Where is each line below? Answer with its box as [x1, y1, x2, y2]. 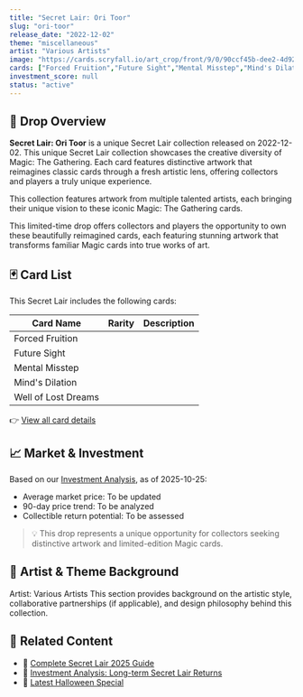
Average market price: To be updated [22, 491, 161, 502]
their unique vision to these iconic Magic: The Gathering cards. [9, 203, 243, 214]
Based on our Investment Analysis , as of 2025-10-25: [9, 474, 207, 485]
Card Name [31, 317, 82, 330]
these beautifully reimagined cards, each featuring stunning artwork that [9, 230, 280, 241]
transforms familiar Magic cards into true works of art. [9, 240, 210, 251]
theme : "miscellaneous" [9, 38, 99, 48]
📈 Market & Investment [9, 445, 144, 460]
